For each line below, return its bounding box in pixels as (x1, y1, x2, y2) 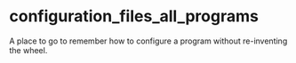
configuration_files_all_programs (9, 6, 260, 27)
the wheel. (9, 44, 48, 55)
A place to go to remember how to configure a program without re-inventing (9, 35, 288, 46)
